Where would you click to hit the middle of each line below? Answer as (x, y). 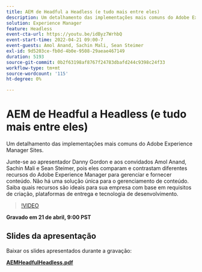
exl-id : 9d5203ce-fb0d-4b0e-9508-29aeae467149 (66, 51)
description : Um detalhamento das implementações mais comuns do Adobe (98, 17)
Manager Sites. (25, 150)
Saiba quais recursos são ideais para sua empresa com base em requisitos (99, 188)
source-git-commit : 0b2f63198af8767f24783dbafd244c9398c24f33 (86, 62)
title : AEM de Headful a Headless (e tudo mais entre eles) (83, 12)
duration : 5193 (25, 57)
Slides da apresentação (51, 236)
